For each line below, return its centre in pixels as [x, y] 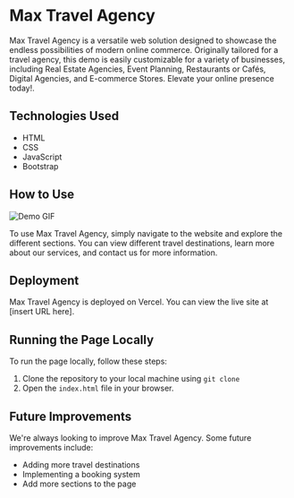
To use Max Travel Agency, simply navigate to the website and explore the [146, 233]
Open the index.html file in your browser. [98, 388]
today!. [22, 88]
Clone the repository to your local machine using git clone [131, 379]
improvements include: [51, 447]
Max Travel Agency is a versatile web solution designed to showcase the [143, 40]
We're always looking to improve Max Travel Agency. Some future [130, 438]
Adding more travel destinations [81, 465]
